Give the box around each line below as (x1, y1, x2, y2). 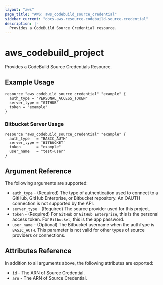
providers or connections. (12, 232, 66, 238)
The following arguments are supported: (5, 180, 88, 186)
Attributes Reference (5, 247, 72, 255)
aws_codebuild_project (5, 47, 104, 59)
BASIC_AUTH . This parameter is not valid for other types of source (12, 227, 145, 233)
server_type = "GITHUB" (9, 100, 59, 105)
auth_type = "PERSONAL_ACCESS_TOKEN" (9, 96, 88, 101)
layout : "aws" (5, 7, 35, 12)
